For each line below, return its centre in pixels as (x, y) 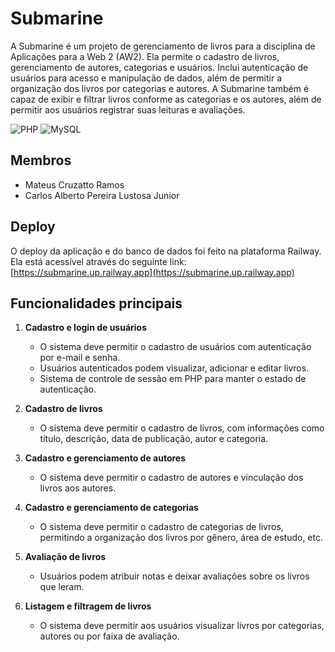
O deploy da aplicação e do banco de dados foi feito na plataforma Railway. (166, 251)
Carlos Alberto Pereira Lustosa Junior (102, 195)
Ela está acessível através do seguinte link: (98, 261)
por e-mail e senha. (80, 358)
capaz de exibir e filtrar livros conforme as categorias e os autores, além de (166, 99)
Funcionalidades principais (96, 303)
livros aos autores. (78, 488)
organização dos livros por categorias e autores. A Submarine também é (160, 88)
